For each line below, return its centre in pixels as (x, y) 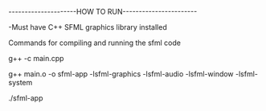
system (20, 82)
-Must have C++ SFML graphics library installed (88, 27)
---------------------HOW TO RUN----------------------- (103, 12)
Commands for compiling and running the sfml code (94, 43)
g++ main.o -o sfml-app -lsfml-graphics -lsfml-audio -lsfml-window (121, 74)
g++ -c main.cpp (36, 58)
